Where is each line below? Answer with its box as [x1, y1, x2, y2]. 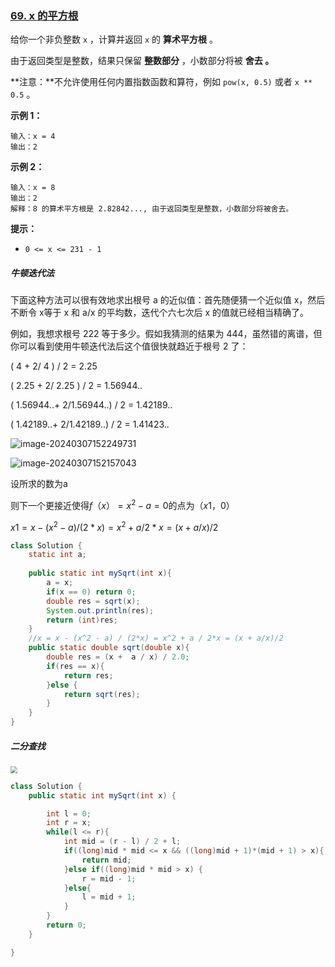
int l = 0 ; [46, 808, 92, 819]
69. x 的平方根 [10, 8, 79, 22]
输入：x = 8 [10, 183, 56, 193]
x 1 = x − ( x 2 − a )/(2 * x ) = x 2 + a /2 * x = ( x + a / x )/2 [10, 519, 219, 533]
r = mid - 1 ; [81, 873, 137, 884]
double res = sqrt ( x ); [46, 596, 141, 606]
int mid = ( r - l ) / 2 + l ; [63, 837, 182, 847]
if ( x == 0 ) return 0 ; [46, 587, 137, 597]
